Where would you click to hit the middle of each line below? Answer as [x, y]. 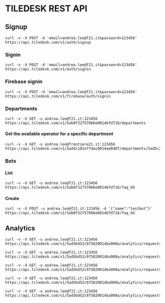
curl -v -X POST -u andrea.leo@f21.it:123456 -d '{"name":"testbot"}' [79, 209]
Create [12, 198]
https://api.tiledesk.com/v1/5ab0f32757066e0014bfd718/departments [76, 123]
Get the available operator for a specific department [59, 134]
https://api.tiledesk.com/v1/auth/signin [48, 69]
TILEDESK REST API [46, 9]
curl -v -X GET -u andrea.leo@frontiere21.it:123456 [60, 144]
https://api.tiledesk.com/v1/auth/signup [48, 42]
